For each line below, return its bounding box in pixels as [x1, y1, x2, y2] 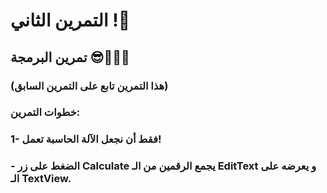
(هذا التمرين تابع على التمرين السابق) [10, 79, 169, 93]
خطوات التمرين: [10, 105, 81, 119]
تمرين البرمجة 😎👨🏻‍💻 [10, 49, 130, 66]
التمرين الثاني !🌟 [10, 9, 131, 32]
